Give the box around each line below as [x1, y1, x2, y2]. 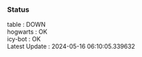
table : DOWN [7, 21, 46, 29]
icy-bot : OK [7, 35, 41, 43]
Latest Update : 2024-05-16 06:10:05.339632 [7, 43, 135, 51]
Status [7, 5, 29, 14]
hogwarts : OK [7, 27, 48, 36]
